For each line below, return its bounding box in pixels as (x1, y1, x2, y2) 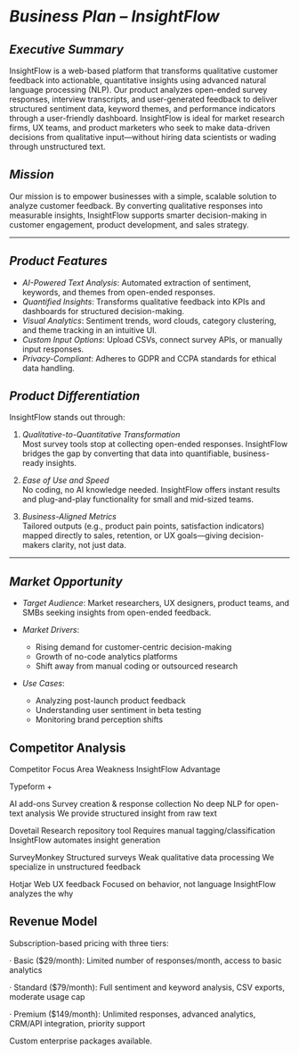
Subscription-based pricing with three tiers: (9, 937, 169, 948)
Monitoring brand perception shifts (35, 714, 163, 725)
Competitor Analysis (9, 740, 126, 755)
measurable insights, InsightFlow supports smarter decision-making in (9, 210, 267, 220)
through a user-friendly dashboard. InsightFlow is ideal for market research (9, 113, 285, 123)
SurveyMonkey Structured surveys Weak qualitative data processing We (9, 852, 274, 863)
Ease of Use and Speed (21, 475, 109, 486)
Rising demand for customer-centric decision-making (35, 642, 232, 652)
